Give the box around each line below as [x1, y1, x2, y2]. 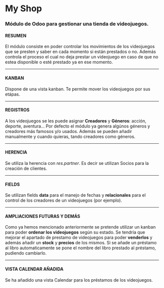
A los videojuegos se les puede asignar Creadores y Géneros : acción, [5, 118, 146, 124]
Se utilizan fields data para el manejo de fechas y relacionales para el [5, 192, 146, 198]
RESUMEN [5, 32, 27, 38]
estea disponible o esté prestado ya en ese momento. [5, 59, 113, 65]
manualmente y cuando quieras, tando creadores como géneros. [5, 133, 136, 139]
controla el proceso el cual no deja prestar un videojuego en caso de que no [5, 54, 159, 60]
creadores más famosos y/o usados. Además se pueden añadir [5, 128, 132, 134]
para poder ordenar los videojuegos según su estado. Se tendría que [5, 229, 145, 236]
